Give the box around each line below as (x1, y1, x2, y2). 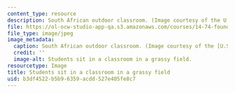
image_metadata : (7, 36, 55, 43)
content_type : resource (7, 10, 77, 17)
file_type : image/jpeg (7, 29, 73, 37)
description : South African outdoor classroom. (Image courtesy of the (7, 17, 220, 24)
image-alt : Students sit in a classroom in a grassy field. (13, 56, 192, 63)
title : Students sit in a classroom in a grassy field (7, 69, 171, 76)
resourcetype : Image (7, 62, 68, 69)
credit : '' (13, 50, 45, 57)
